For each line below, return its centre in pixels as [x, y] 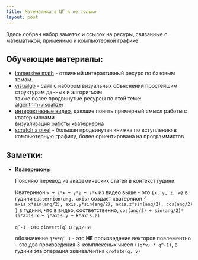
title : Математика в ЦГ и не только [51, 12]
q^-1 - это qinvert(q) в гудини [52, 227]
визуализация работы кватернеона [59, 124]
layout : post [22, 17]
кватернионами [35, 118]
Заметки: [25, 155]
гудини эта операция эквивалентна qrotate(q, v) [78, 251]
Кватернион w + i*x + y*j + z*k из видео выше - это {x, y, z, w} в [101, 192]
